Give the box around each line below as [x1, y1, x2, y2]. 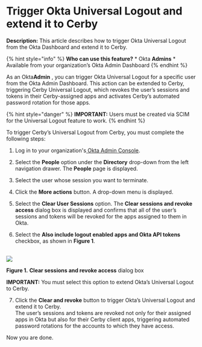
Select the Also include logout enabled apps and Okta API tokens [14, 231, 181, 238]
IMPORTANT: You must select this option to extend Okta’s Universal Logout [6, 278, 194, 285]
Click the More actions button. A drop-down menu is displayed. [14, 188, 174, 196]
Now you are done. [6, 334, 54, 341]
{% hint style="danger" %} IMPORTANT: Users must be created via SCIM [6, 110, 190, 118]
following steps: [6, 135, 46, 142]
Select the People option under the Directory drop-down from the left [14, 158, 189, 165]
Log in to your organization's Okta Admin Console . [14, 147, 140, 154]
